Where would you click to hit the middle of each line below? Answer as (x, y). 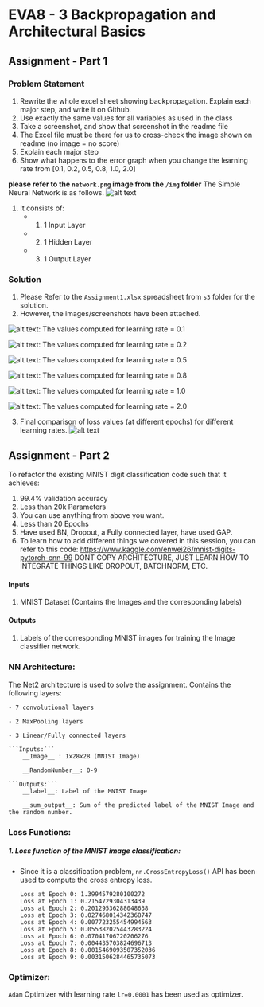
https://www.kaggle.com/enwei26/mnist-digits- (158, 549)
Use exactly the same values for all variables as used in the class (126, 118)
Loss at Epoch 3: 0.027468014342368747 (86, 915)
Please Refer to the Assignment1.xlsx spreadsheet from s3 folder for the (138, 297)
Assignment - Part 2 (59, 455)
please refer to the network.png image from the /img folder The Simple (124, 184)
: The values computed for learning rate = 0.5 (113, 360)
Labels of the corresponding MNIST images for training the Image (127, 638)
